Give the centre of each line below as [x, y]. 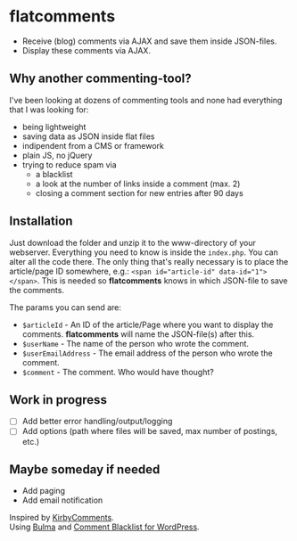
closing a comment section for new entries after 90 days [139, 193]
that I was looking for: [49, 110]
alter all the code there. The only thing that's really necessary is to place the [149, 261]
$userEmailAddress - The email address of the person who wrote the [148, 353]
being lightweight [54, 127]
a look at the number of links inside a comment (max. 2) [138, 184]
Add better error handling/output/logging [97, 422]
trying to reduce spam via [70, 164]
